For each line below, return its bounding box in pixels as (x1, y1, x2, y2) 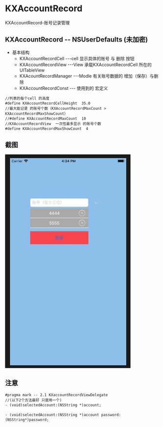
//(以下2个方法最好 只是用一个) (5, 398, 62, 403)
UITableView (19, 67, 45, 73)
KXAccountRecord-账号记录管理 (5, 20, 70, 25)
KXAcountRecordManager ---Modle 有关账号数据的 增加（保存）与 (19, 73, 154, 79)
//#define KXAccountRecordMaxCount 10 (5, 116, 86, 121)
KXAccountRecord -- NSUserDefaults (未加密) (5, 35, 148, 44)
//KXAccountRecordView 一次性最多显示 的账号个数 (5, 121, 102, 126)
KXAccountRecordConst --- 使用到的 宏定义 (19, 85, 108, 91)
